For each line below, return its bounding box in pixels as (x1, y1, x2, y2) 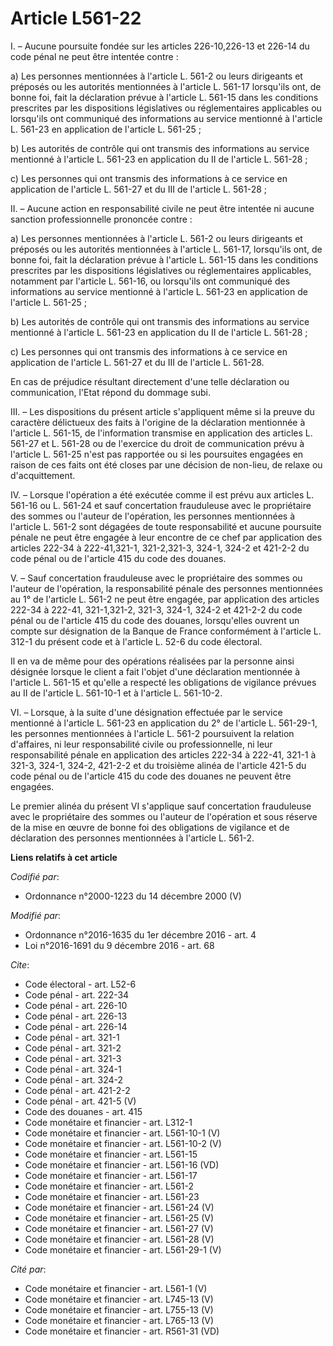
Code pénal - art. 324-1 (24, 1063, 122, 1075)
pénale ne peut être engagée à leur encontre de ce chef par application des (10, 531, 323, 543)
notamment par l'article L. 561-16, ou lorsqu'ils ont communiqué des (10, 275, 291, 287)
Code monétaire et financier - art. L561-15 (24, 1148, 198, 1160)
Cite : (10, 958, 30, 971)
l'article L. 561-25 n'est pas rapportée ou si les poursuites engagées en (10, 448, 304, 460)
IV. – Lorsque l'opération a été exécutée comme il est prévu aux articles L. (10, 488, 315, 501)
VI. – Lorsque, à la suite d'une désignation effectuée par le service (10, 706, 283, 718)
